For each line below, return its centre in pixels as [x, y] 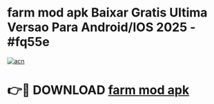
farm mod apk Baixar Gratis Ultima [107, 13]
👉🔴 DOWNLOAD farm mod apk [98, 90]
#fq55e [28, 42]
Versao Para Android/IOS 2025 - [101, 27]
